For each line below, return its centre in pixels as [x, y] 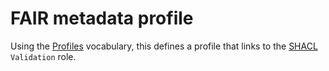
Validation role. [43, 56]
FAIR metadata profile [102, 18]
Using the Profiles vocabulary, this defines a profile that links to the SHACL [164, 46]
